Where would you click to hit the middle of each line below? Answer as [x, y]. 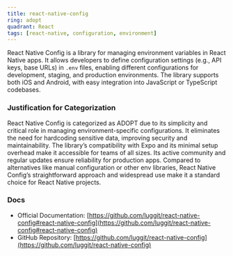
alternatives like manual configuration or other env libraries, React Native [112, 167]
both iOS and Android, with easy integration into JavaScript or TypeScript [112, 82]
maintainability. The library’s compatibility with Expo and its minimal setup [113, 145]
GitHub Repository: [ [47, 237]
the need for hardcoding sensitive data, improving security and [97, 138]
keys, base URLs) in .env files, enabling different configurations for [103, 67]
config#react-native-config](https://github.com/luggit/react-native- [114, 223]
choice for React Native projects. [54, 182]
